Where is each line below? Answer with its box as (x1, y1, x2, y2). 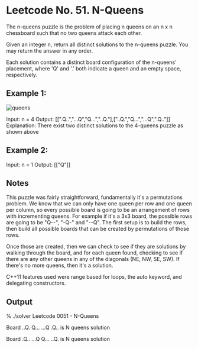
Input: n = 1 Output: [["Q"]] (6, 161, 71, 168)
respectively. (6, 71, 37, 78)
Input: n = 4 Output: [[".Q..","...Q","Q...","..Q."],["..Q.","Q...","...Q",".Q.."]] (6, 115, 170, 123)
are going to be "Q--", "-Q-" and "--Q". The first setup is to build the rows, (6, 219, 187, 226)
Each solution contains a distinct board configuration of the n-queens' (6, 59, 177, 66)
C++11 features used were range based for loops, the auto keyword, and (6, 273, 182, 281)
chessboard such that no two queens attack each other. (6, 29, 142, 36)
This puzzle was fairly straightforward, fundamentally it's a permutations (6, 194, 183, 201)
